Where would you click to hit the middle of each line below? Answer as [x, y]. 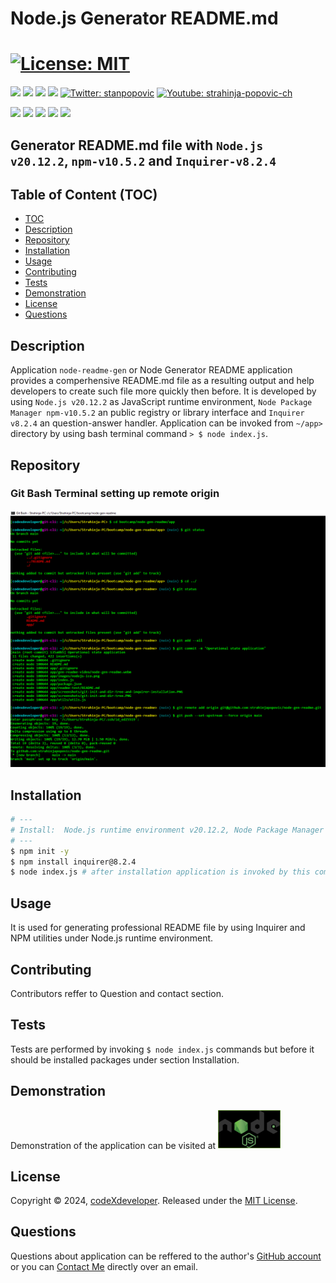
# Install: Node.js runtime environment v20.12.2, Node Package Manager [167, 830]
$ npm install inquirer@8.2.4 [73, 862]
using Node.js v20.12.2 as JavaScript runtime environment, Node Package [161, 402]
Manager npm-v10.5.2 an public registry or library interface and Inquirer [157, 413]
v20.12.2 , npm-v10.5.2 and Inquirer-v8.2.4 [143, 160]
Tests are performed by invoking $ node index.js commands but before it [162, 1049]
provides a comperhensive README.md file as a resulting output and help [162, 381]
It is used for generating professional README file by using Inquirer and [158, 928]
